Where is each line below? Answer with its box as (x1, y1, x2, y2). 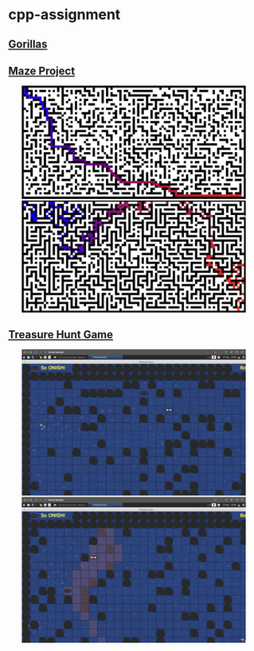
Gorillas (8, 37, 48, 51)
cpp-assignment (8, 6, 121, 24)
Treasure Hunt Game (8, 328, 114, 341)
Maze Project (8, 64, 76, 77)
